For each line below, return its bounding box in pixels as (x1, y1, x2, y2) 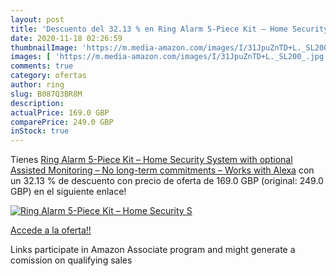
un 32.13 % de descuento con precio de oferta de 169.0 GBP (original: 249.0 (10, 175, 324, 187)
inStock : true (10, 126, 70, 136)
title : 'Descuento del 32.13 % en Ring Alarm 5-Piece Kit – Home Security (10, 24, 329, 34)
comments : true (10, 61, 74, 71)
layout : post (10, 14, 65, 25)
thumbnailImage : (10, 42, 78, 53)
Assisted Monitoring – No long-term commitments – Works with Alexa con (10, 164, 315, 176)
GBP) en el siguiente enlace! (10, 186, 127, 198)
